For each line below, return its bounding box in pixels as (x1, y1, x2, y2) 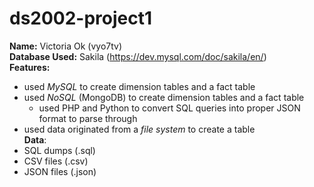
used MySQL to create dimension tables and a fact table (23, 80, 256, 92)
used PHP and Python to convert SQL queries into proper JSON (38, 102, 301, 114)
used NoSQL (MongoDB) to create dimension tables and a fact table (23, 91, 305, 103)
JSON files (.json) (23, 165, 97, 177)
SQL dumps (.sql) (23, 144, 96, 156)
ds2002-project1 (9, 7, 153, 30)
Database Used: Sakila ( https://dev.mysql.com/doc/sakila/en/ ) (9, 50, 267, 62)
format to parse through (38, 112, 138, 124)
